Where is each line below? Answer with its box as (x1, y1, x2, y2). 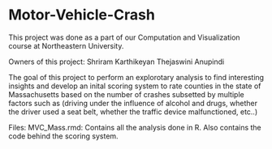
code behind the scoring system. (8, 131, 119, 141)
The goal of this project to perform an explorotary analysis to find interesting (8, 72, 265, 82)
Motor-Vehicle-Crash (8, 6, 156, 24)
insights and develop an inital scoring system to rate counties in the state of (8, 81, 261, 91)
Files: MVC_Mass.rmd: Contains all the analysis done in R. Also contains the (8, 122, 261, 132)
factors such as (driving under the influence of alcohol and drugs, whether (8, 98, 258, 108)
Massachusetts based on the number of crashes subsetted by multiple (8, 89, 245, 99)
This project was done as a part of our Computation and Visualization (8, 32, 241, 42)
